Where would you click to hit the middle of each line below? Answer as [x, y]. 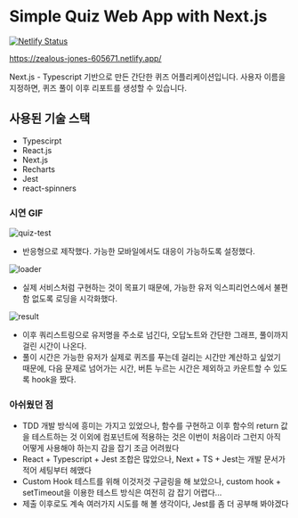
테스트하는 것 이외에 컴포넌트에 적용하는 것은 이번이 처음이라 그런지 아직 [157, 437]
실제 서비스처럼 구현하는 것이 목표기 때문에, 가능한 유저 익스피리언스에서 [147, 288]
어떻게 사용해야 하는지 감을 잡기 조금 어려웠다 [101, 448]
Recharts [39, 169]
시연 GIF [26, 213]
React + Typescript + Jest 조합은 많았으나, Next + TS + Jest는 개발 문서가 [154, 459]
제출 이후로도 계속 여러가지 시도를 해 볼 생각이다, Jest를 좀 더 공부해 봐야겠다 [155, 504]
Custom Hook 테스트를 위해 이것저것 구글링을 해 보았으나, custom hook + [152, 481]
